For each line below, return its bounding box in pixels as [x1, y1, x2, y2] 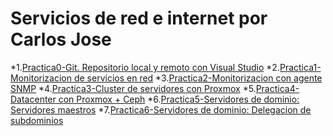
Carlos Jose [10, 28, 112, 51]
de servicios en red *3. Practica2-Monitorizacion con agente [73, 72, 323, 84]
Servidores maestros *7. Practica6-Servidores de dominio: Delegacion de [10, 103, 312, 116]
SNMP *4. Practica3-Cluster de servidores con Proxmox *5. [10, 82, 257, 94]
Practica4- [255, 82, 300, 94]
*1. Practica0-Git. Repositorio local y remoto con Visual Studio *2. [10, 61, 280, 73]
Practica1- [279, 61, 322, 73]
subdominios [10, 114, 64, 126]
